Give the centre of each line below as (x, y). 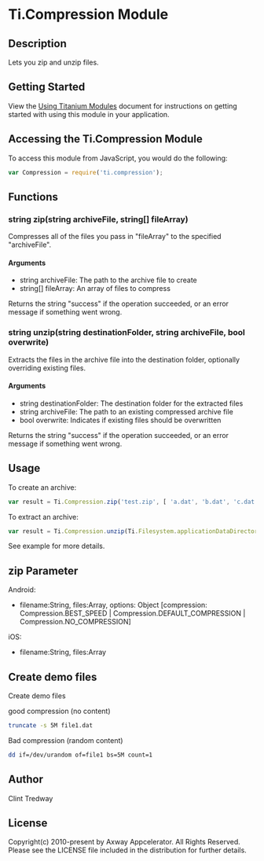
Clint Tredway (31, 798)
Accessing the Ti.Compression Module (105, 139)
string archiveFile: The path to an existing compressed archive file (126, 411)
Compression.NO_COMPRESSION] (75, 622)
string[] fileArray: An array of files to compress (95, 289)
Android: (22, 590)
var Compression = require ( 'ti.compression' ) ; (86, 172)
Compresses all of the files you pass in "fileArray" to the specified (115, 237)
